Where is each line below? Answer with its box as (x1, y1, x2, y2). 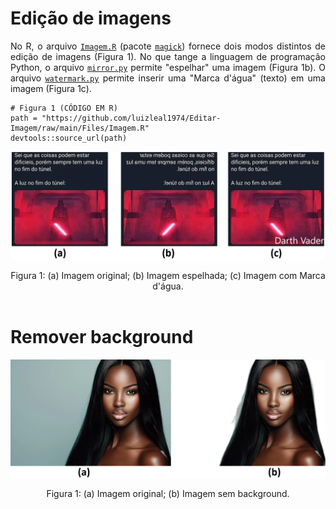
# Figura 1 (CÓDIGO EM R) (10, 103, 118, 113)
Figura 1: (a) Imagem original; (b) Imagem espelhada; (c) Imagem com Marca (10, 269, 326, 281)
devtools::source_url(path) (10, 133, 128, 143)
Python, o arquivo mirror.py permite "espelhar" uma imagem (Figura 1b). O (10, 61, 326, 73)
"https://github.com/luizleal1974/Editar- (41, 113, 222, 123)
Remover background (10, 325, 194, 348)
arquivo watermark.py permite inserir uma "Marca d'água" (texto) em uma (10, 72, 326, 84)
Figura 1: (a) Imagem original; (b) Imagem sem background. (46, 488, 290, 500)
